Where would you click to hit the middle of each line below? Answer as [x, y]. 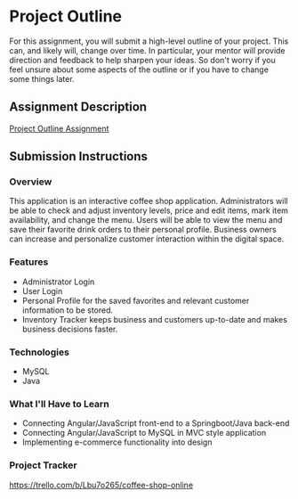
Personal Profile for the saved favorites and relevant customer [136, 300]
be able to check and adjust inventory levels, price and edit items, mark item [149, 210]
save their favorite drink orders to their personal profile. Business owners [143, 230]
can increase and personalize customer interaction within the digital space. [147, 239]
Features [29, 262]
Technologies [39, 352]
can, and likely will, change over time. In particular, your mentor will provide [148, 50]
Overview [31, 182]
